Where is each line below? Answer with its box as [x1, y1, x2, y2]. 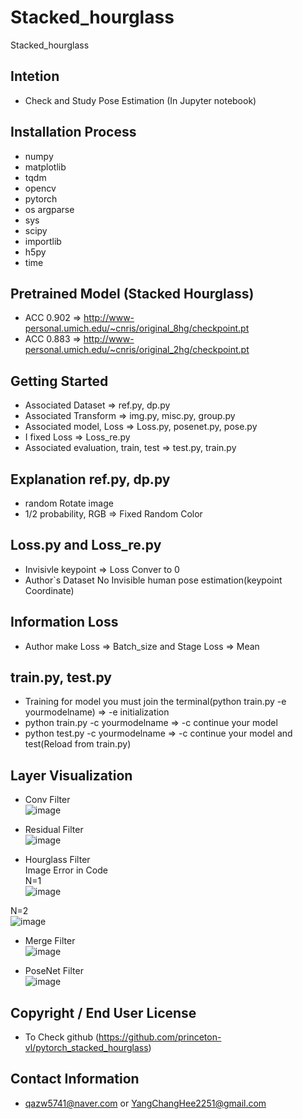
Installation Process [10, 124, 137, 141]
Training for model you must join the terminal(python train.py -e [24, 696, 287, 708]
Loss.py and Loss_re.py [10, 537, 162, 554]
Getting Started [10, 372, 109, 390]
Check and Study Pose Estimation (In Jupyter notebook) [24, 94, 257, 106]
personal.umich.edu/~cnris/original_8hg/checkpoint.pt [24, 322, 250, 335]
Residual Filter [24, 824, 84, 836]
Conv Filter [24, 794, 71, 806]
